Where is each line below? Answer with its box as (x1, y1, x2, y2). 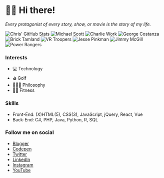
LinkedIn (12, 156, 30, 162)
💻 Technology (12, 66, 43, 72)
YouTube (12, 167, 31, 173)
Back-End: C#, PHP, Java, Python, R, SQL (12, 116, 98, 122)
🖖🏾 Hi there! (5, 5, 55, 16)
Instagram (12, 161, 33, 167)
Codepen (12, 145, 32, 152)
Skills (5, 100, 19, 107)
